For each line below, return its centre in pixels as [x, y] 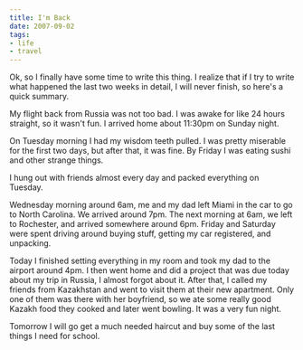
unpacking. [30, 243]
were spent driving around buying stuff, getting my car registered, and [140, 234]
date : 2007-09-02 [42, 26]
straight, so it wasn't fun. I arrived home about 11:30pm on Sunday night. [144, 124]
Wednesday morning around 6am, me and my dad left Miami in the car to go [151, 205]
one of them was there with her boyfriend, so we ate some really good [140, 299]
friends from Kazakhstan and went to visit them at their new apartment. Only [152, 289]
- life [22, 43]
